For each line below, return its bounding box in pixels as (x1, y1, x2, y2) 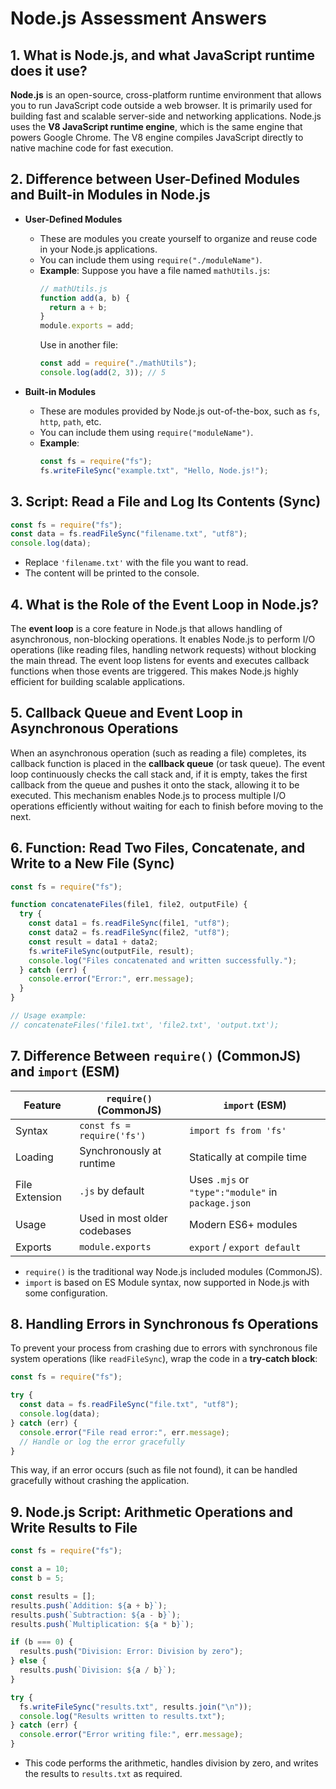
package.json (189, 1197, 252, 1209)
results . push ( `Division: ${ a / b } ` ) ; (19, 1665, 177, 1675)
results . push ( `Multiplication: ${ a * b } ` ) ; (10, 1619, 195, 1629)
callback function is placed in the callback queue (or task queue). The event (10, 757, 326, 769)
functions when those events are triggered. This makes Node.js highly (10, 665, 299, 677)
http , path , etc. (39, 415, 102, 427)
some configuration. (24, 1287, 108, 1299)
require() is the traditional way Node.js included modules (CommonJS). (24, 1265, 323, 1277)
